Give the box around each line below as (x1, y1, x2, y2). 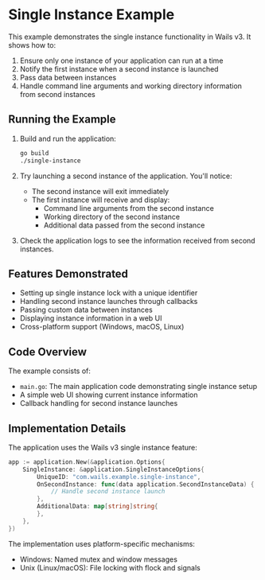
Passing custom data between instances (19, 305, 153, 315)
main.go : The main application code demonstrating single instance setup (19, 382, 258, 391)
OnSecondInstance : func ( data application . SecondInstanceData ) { (37, 480, 255, 489)
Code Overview (8, 344, 88, 359)
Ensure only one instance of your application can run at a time (19, 56, 224, 65)
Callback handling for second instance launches (19, 399, 178, 408)
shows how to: (8, 40, 57, 49)
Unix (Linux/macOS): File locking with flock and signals (19, 562, 201, 572)
